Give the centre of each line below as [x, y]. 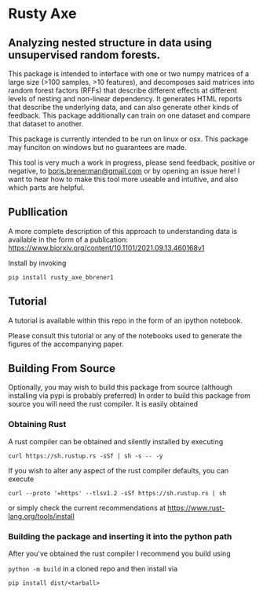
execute [21, 479]
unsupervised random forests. [84, 55]
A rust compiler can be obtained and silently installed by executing [116, 441]
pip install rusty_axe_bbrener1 [61, 277]
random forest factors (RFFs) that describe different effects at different [122, 90]
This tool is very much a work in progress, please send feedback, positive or [131, 162]
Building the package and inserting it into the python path [120, 536]
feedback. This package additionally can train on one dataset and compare [130, 115]
